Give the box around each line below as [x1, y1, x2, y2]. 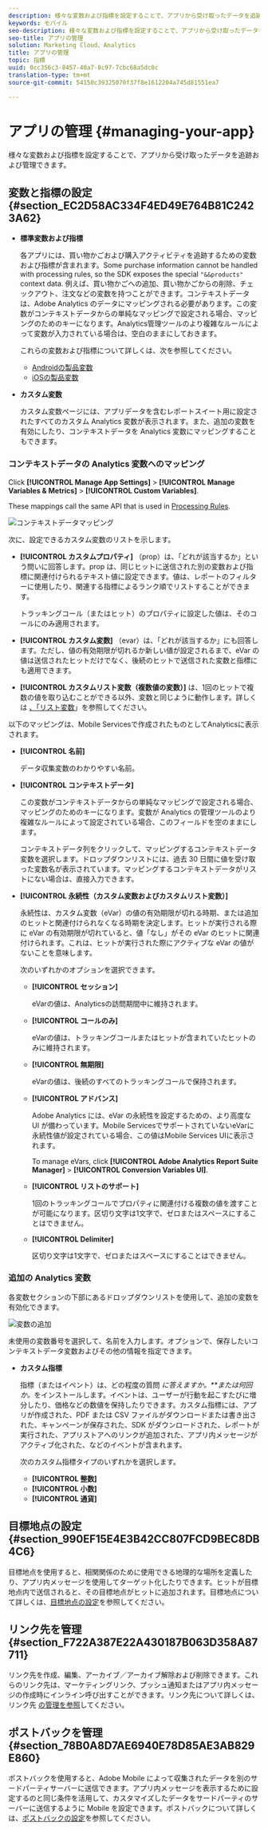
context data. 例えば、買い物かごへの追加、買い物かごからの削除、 [19, 279, 241, 288]
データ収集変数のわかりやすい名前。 [19, 763, 140, 773]
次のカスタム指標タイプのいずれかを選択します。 [19, 1456, 181, 1466]
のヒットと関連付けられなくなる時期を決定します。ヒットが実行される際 [19, 917, 258, 927]
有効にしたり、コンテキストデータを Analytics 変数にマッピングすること [19, 426, 257, 436]
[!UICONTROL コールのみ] [31, 1016, 118, 1025]
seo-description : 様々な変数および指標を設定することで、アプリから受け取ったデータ [8, 26, 259, 34]
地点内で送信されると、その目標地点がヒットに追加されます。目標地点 [8, 1586, 238, 1597]
